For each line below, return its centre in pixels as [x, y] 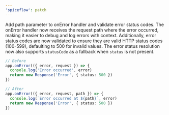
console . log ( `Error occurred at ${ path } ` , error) [63, 98]
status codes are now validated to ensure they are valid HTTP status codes [84, 41]
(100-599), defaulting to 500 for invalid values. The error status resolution [83, 46]
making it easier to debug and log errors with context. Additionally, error [81, 35]
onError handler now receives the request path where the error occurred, [82, 30]
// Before [16, 61]
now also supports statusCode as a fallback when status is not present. [80, 51]
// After [15, 89]
